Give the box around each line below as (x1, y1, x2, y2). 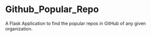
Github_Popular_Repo (5, 4, 99, 15)
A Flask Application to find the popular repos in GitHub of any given (5, 20, 146, 26)
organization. (5, 25, 33, 31)
